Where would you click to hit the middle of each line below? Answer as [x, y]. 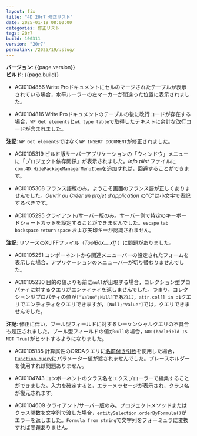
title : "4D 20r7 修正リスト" [40, 17]
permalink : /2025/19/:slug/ [41, 50]
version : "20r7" [26, 45]
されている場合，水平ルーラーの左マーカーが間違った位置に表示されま [100, 94]
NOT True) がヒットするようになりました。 [57, 339]
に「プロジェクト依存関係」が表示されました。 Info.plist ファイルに [95, 161]
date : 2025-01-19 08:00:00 [39, 22]
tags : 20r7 [19, 33]
